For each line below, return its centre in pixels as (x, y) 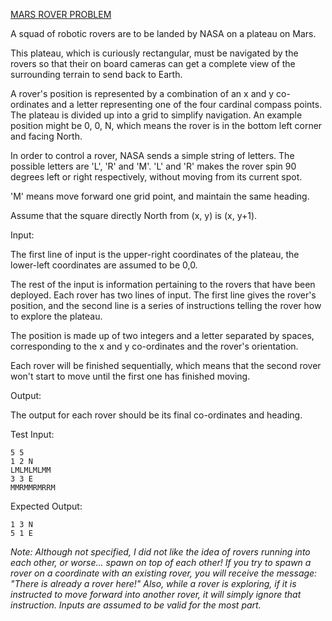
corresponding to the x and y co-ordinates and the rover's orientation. (154, 346)
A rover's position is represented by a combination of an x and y (142, 93)
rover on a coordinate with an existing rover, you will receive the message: (164, 573)
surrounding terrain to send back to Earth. (96, 74)
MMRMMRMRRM (33, 488)
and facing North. (46, 136)
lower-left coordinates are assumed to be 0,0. (104, 265)
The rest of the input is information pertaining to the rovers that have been (163, 284)
